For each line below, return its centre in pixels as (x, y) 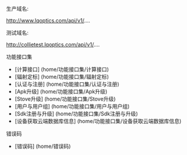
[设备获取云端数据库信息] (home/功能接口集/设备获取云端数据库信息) (98, 121)
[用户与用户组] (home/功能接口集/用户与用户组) (72, 106)
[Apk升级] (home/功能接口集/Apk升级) (61, 91)
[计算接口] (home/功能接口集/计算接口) (62, 69)
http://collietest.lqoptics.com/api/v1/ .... (53, 44)
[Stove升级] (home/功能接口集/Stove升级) (65, 99)
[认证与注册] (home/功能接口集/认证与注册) (67, 84)
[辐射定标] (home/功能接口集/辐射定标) (62, 77)
